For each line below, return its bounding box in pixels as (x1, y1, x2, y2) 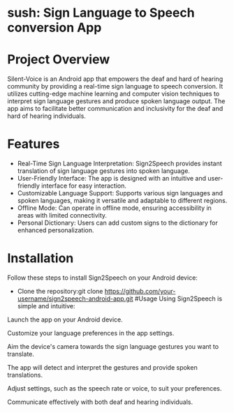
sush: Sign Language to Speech (7, 5, 195, 21)
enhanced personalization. (17, 226, 94, 234)
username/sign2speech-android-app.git (17, 294, 134, 303)
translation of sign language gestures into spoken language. (17, 167, 191, 175)
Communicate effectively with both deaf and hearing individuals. (7, 398, 193, 406)
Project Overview (7, 52, 110, 68)
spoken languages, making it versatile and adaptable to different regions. (17, 197, 228, 205)
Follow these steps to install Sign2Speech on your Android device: (7, 273, 198, 282)
